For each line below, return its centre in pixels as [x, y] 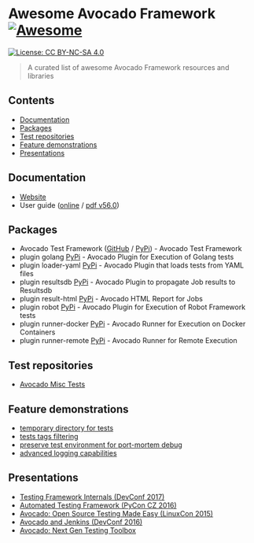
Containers [37, 332]
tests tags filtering [49, 436]
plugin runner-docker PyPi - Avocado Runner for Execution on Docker [133, 324]
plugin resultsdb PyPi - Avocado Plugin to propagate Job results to [127, 282]
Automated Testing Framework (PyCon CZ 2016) [98, 505]
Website [33, 197]
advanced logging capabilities [68, 453]
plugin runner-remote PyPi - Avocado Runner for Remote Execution [128, 341]
